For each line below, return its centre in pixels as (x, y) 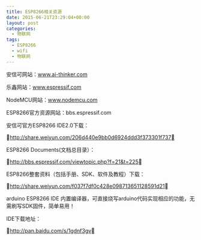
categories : (21, 28)
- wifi (20, 51)
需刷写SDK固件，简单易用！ (40, 206)
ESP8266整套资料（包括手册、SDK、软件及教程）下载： (76, 174)
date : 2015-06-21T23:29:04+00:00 (48, 17)
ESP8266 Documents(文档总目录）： (51, 149)
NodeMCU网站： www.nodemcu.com (52, 100)
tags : (13, 40)
